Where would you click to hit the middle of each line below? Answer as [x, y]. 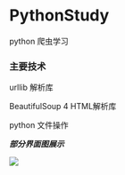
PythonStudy [59, 16]
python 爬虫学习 [39, 41]
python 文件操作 [39, 125]
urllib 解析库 [31, 87]
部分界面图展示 [37, 144]
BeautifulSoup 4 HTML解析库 [63, 107]
